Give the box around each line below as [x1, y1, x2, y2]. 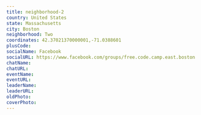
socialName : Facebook [6, 49, 62, 55]
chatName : [6, 60, 32, 66]
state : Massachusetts [6, 20, 62, 26]
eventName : [6, 71, 34, 77]
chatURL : [6, 65, 29, 72]
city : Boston [6, 26, 40, 32]
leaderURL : [6, 88, 34, 94]
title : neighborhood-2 [6, 9, 64, 15]
